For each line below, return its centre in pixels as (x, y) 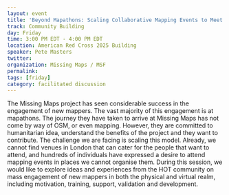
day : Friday (24, 33)
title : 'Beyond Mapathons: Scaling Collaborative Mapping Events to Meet (115, 20)
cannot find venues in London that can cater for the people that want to (108, 147)
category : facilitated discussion (57, 84)
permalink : (23, 71)
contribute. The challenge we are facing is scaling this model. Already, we (112, 140)
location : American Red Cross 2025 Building (72, 45)
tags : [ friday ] (29, 78)
